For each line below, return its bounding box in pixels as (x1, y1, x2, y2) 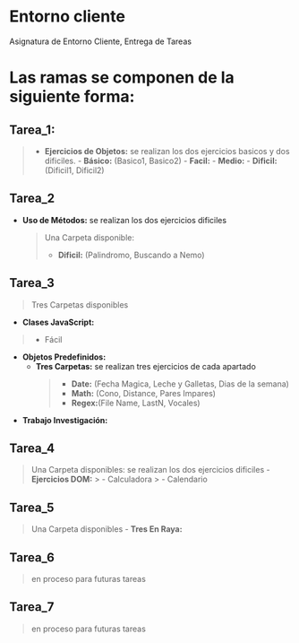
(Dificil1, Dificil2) (44, 164, 105, 176)
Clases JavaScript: (21, 317, 95, 327)
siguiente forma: (9, 87, 135, 107)
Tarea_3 (9, 275, 56, 291)
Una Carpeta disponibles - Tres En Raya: (30, 524, 183, 534)
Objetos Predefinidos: (21, 352, 107, 362)
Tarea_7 (9, 599, 55, 615)
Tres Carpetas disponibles (30, 299, 129, 310)
